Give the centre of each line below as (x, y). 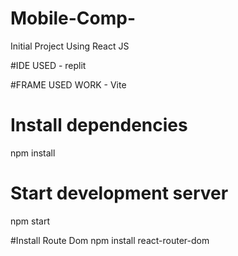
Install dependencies (99, 125)
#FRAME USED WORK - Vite (68, 84)
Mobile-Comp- (73, 18)
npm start (30, 221)
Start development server (119, 193)
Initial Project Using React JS (70, 46)
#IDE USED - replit (48, 65)
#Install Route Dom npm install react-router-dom (110, 240)
